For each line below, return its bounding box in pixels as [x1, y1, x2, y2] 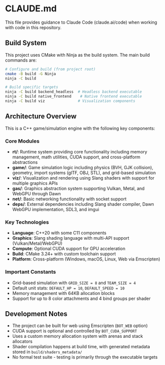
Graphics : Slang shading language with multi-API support [12, 235, 130, 241]
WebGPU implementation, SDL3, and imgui [12, 206, 99, 212]
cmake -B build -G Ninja [5, 71, 56, 76]
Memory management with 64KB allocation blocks [12, 290, 115, 296]
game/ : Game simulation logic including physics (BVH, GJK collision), [12, 164, 154, 170]
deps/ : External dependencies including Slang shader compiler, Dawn [12, 201, 154, 207]
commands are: [5, 57, 37, 63]
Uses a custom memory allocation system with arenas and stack [12, 333, 143, 339]
